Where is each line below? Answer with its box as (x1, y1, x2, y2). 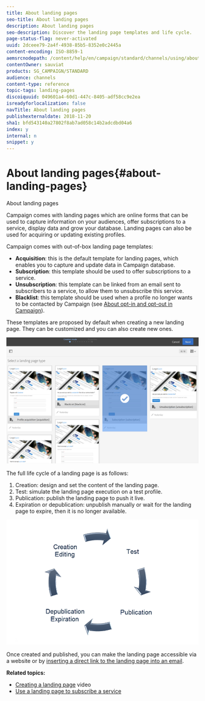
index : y (6, 126, 29, 132)
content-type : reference (6, 81, 70, 87)
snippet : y (6, 139, 34, 145)
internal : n (6, 132, 37, 139)
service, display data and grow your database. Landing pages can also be (6, 224, 192, 232)
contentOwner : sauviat (6, 61, 64, 67)
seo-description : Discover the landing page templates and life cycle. (6, 29, 192, 36)
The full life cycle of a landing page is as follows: (6, 469, 129, 477)
